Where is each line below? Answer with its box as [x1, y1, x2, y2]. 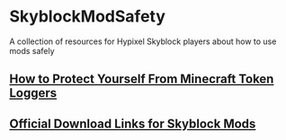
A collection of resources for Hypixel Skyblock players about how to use [9, 36, 277, 47]
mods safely [9, 45, 56, 56]
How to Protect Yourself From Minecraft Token [9, 72, 274, 87]
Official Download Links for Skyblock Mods [9, 116, 256, 131]
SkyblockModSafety [9, 6, 166, 27]
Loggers [9, 85, 58, 101]
